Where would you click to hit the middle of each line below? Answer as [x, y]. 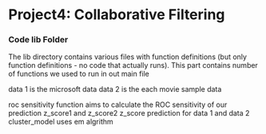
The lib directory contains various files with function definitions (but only [128, 57]
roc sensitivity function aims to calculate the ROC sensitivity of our [118, 104]
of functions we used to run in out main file [79, 74]
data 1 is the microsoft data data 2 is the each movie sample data [115, 89]
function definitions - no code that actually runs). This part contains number [133, 65]
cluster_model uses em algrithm [61, 122]
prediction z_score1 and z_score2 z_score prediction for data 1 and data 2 [129, 113]
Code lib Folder [38, 40]
